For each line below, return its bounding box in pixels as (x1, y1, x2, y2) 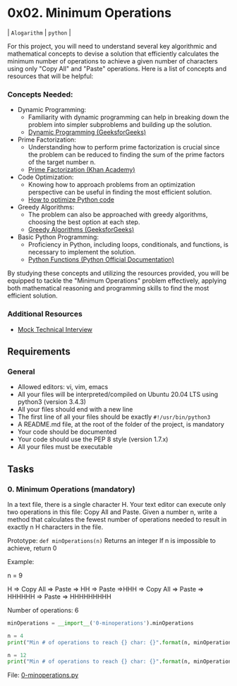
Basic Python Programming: (17, 233, 99, 241)
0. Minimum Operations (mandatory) (7, 484, 135, 494)
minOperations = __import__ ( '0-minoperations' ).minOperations (7, 619, 194, 627)
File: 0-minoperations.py (7, 671, 79, 680)
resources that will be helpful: (7, 72, 94, 80)
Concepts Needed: (7, 90, 73, 99)
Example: (7, 557, 35, 565)
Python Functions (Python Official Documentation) (28, 255, 175, 264)
